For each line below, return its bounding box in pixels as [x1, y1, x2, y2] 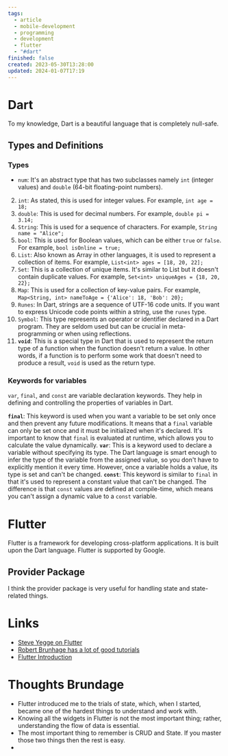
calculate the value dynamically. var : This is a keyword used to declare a [8, 441, 212, 449]
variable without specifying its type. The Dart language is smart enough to [8, 449, 217, 457]
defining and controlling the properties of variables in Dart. [8, 399, 173, 407]
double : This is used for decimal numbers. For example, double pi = [17, 210, 210, 218]
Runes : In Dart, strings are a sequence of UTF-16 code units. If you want [17, 300, 220, 309]
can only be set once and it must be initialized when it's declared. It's [8, 427, 203, 435]
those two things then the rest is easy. [17, 736, 126, 744]
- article [14, 16, 42, 23]
